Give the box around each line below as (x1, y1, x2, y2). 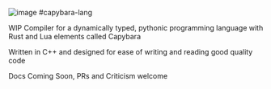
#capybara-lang (39, 8, 93, 17)
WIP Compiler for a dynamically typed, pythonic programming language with (8, 23, 264, 32)
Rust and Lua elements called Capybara (8, 32, 142, 41)
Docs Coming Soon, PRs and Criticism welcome (8, 71, 168, 80)
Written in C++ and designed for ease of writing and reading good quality (8, 47, 253, 56)
